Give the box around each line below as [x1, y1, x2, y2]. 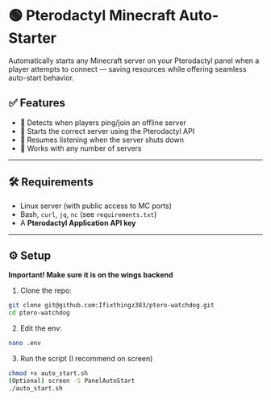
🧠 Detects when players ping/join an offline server [19, 118, 187, 127]
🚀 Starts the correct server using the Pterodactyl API [19, 126, 195, 135]
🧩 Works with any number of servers [19, 143, 143, 153]
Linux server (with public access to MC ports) [19, 201, 172, 210]
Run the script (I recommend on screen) [19, 354, 153, 363]
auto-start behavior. [8, 73, 75, 82]
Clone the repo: [19, 285, 73, 295]
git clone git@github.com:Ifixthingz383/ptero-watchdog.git [8, 302, 215, 310]
